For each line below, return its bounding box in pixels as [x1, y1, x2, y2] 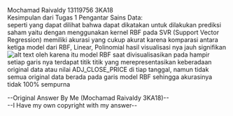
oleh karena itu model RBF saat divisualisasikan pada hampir [35, 50, 210, 59]
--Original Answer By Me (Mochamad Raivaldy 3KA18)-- [7, 94, 169, 102]
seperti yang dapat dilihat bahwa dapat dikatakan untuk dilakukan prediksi [7, 21, 222, 29]
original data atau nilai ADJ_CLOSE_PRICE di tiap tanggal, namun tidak [7, 66, 209, 73]
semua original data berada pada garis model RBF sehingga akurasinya [7, 73, 213, 81]
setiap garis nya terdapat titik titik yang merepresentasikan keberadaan [7, 58, 212, 66]
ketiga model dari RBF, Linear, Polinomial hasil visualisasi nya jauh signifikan [7, 43, 226, 51]
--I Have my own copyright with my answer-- [7, 101, 138, 109]
